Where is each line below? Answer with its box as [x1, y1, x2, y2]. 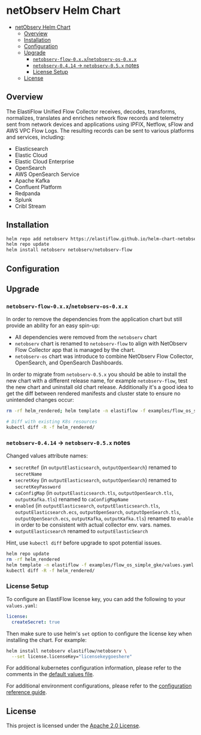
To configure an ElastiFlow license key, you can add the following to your [6, 595, 186, 602]
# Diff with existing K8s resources [6, 419, 98, 425]
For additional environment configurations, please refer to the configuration [6, 682, 192, 689]
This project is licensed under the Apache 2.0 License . [6, 722, 141, 730]
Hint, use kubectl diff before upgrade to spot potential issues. [6, 539, 162, 546]
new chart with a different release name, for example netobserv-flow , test [6, 377, 188, 384]
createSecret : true [11, 619, 60, 625]
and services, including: [6, 133, 65, 141]
